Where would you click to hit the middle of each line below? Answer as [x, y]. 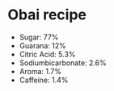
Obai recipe [47, 15]
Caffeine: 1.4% [44, 80]
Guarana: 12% [42, 45]
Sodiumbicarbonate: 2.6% [63, 63]
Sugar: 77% [39, 37]
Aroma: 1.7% [40, 71]
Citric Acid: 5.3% [47, 54]
